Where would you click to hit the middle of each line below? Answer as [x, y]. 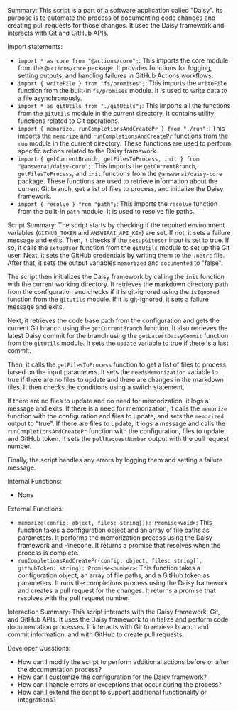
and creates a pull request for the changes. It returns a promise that [117, 590]
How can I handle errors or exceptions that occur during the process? [119, 684]
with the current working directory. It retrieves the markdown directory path [118, 284]
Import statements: [35, 47]
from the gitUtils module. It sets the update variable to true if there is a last [118, 343]
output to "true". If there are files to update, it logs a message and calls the [117, 423]
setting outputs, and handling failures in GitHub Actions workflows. [115, 75]
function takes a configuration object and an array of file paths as [113, 530]
